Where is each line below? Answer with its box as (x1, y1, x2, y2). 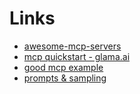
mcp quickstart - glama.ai (23, 50, 131, 62)
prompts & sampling (23, 72, 107, 84)
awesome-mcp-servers (23, 40, 122, 52)
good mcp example (23, 61, 104, 73)
